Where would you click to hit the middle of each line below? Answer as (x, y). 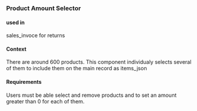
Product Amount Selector (44, 8)
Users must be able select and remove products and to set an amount (91, 95)
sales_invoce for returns (36, 35)
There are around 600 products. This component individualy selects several (99, 62)
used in (15, 22)
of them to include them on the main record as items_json (77, 68)
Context (16, 49)
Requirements (24, 81)
